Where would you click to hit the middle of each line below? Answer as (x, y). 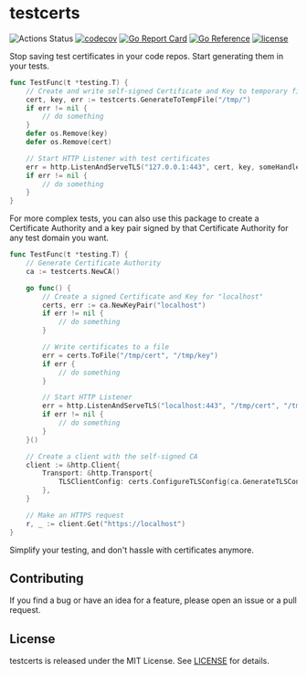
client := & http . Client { (73, 465)
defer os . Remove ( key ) (67, 134)
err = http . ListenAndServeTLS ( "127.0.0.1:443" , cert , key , (141, 167)
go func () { (48, 288)
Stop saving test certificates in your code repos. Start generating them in (147, 56)
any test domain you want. (59, 238)
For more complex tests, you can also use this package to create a (134, 218)
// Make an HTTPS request (75, 515)
